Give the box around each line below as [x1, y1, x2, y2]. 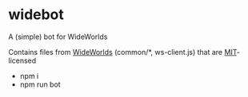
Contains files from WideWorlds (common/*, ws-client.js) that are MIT [8, 47, 238, 56]
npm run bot [19, 80, 62, 89]
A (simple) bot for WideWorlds [8, 32, 108, 41]
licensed [8, 56, 37, 65]
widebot [8, 6, 64, 24]
